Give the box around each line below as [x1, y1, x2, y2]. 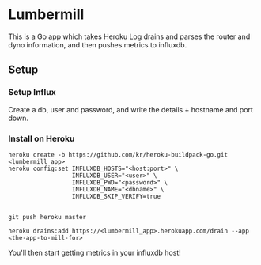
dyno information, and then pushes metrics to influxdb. [8, 40, 187, 49]
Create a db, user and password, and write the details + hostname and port [8, 104, 253, 114]
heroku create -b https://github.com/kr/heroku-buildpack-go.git [8, 150, 228, 159]
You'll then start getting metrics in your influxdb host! [8, 248, 182, 257]
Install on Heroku [8, 133, 75, 144]
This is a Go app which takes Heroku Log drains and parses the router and [8, 32, 251, 41]
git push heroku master [8, 213, 87, 221]
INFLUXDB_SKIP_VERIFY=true [71, 192, 161, 200]
